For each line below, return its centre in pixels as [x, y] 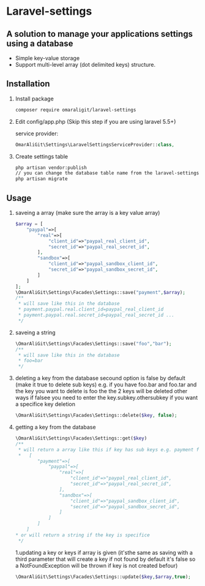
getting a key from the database [55, 427]
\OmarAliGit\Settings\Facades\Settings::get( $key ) [81, 438]
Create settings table [42, 156]
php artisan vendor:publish [51, 167]
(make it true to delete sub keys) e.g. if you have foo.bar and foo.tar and [106, 385]
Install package [34, 99]
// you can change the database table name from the [84, 173]
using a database [40, 43]
